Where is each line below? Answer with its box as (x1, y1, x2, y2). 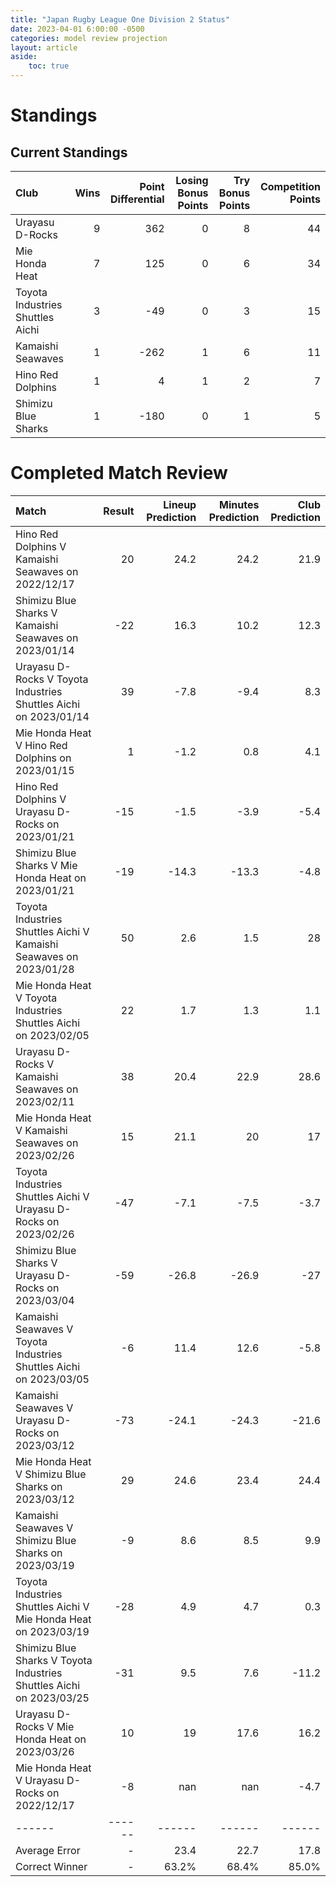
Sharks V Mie (15, 858, 78, 872)
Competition (259, 180, 321, 193)
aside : (10, 52, 38, 62)
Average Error (15, 1843, 81, 1857)
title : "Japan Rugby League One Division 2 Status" (10, 14, 230, 25)
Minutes (219, 497, 260, 511)
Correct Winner (15, 1859, 88, 1873)
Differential (110, 192, 165, 206)
